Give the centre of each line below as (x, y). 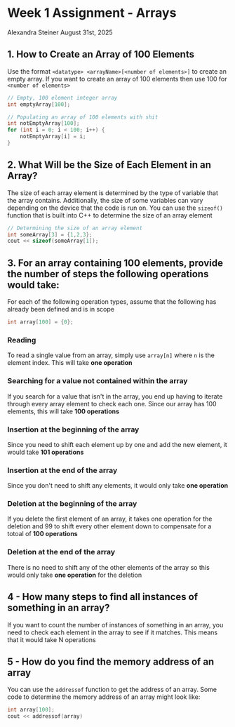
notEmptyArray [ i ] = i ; (53, 137)
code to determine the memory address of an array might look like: (104, 697)
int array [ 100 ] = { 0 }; (40, 322)
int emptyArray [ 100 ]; (39, 104)
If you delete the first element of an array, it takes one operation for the (110, 519)
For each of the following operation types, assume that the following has (112, 302)
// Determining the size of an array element (75, 228)
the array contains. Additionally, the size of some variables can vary (105, 200)
